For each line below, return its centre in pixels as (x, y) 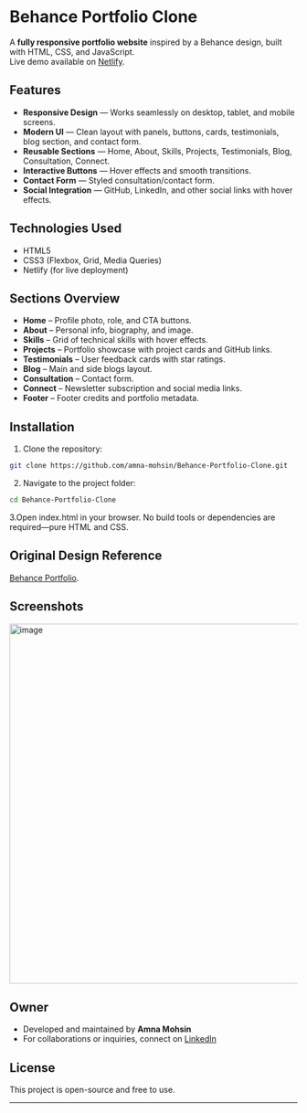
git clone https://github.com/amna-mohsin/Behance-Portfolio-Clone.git (148, 466)
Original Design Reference (86, 556)
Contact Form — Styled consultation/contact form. (118, 180)
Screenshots (47, 606)
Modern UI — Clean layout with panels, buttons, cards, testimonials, (151, 132)
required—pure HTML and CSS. (69, 526)
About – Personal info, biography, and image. (108, 330)
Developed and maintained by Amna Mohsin (107, 1029)
